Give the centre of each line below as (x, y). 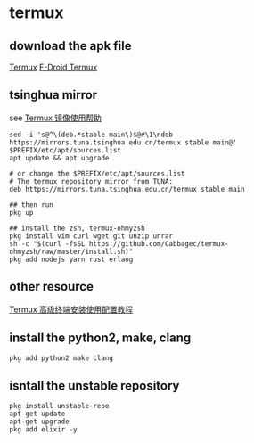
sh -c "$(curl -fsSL (48, 243)
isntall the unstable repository (94, 386)
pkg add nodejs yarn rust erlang (71, 259)
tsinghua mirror (53, 95)
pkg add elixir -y (43, 430)
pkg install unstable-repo (59, 406)
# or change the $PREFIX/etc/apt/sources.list (97, 173)
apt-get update (37, 414)
